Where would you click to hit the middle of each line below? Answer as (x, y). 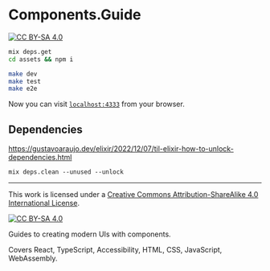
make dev (23, 74)
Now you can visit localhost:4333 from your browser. (96, 104)
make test (25, 81)
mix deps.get (30, 51)
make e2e (23, 89)
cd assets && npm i (41, 59)
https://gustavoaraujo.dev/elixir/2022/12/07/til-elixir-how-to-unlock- (121, 149)
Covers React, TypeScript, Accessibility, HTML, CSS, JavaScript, (115, 250)
